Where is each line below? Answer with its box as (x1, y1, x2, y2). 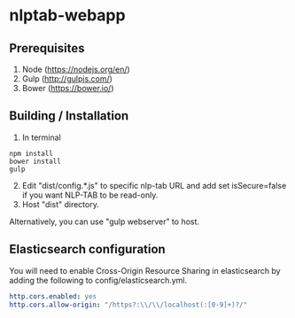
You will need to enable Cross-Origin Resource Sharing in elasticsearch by (9, 265, 281, 275)
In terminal (21, 132, 62, 143)
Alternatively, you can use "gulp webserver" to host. (9, 216, 200, 227)
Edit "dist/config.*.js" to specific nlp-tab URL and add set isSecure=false (21, 180, 287, 190)
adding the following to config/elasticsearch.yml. (9, 275, 188, 285)
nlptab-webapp (9, 5, 126, 26)
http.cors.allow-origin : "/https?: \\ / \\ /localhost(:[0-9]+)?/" (9, 300, 248, 309)
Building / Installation (9, 108, 129, 124)
